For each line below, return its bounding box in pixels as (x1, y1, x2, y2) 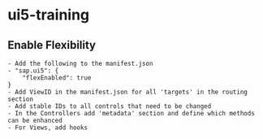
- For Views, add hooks (7, 124, 88, 132)
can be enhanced (7, 116, 63, 124)
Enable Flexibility (7, 38, 97, 52)
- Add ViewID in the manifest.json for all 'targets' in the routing (7, 88, 248, 96)
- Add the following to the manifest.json (7, 59, 153, 67)
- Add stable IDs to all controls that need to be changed (7, 102, 212, 111)
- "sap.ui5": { (7, 67, 59, 75)
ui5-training (7, 6, 90, 24)
